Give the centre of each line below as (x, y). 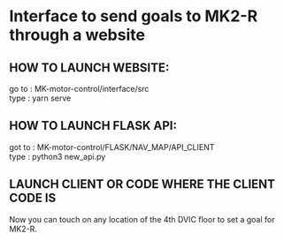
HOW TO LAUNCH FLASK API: (93, 126)
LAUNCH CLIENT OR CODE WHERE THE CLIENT (142, 184)
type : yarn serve (40, 98)
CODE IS (33, 198)
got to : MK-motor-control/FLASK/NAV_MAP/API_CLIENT (112, 147)
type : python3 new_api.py (58, 156)
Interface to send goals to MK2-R (134, 16)
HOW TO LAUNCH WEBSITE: (89, 68)
